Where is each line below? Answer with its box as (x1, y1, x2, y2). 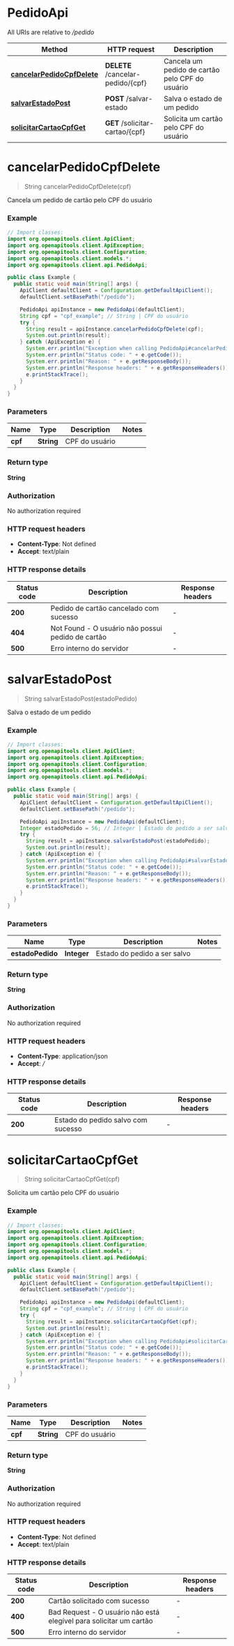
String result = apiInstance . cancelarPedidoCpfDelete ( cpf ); (25, 326, 204, 333)
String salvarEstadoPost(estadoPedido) (24, 694, 138, 702)
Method (41, 44, 68, 54)
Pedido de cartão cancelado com (50, 603, 159, 613)
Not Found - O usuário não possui (50, 623, 162, 633)
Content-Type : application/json (17, 1052, 108, 1061)
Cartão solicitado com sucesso (48, 1596, 150, 1606)
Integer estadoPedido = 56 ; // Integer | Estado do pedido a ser (19, 824, 214, 831)
